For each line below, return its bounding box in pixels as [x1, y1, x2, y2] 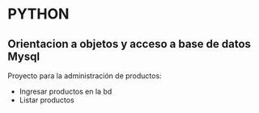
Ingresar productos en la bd [19, 86, 113, 96]
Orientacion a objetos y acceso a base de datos [7, 37, 252, 51]
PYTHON [7, 5, 70, 23]
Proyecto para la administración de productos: [7, 71, 163, 81]
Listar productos [19, 95, 74, 105]
